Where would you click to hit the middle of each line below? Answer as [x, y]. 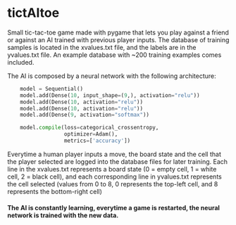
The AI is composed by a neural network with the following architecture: [112, 76]
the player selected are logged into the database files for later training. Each [117, 161]
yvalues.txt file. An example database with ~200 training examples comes [114, 55]
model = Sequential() [51, 89]
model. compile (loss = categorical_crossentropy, [89, 128]
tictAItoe [33, 13]
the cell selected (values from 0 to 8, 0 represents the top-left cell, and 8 [113, 184]
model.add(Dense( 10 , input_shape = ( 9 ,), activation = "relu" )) [110, 95]
